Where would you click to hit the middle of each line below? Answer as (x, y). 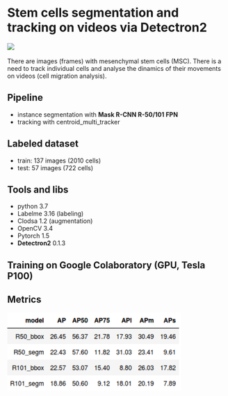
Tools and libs (38, 189)
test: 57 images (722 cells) (55, 167)
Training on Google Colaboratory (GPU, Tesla (106, 265)
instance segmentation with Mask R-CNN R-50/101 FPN (98, 114)
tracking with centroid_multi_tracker (68, 122)
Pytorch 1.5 (33, 236)
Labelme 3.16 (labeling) (50, 214)
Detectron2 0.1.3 (41, 243)
